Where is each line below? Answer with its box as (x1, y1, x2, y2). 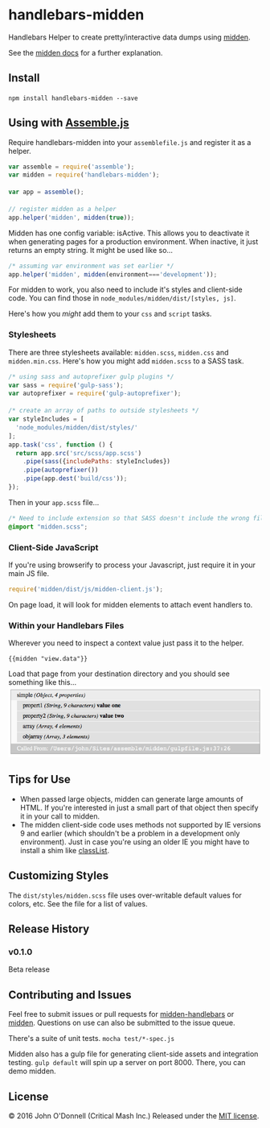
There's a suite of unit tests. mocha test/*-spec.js (8, 1034, 175, 1043)
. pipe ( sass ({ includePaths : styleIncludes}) (22, 458, 171, 466)
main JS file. (8, 569, 50, 579)
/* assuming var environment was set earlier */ (8, 262, 174, 270)
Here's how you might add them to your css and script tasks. (8, 309, 212, 319)
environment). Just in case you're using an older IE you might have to (19, 836, 250, 847)
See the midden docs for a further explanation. (8, 48, 163, 57)
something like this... (8, 678, 77, 687)
